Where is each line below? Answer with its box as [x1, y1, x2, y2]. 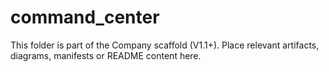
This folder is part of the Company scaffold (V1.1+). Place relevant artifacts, [10, 39, 320, 51]
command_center [10, 6, 160, 29]
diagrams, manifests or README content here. [10, 49, 202, 61]
